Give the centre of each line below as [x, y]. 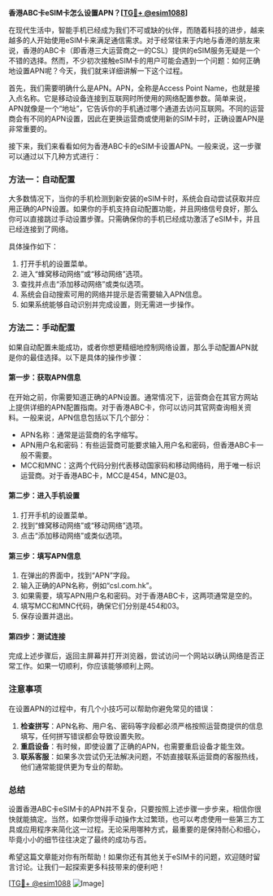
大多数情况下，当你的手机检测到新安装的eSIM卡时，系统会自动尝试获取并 [131, 199]
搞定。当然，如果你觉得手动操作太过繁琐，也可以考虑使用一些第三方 [143, 819]
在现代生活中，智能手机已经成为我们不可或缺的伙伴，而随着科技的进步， [129, 30]
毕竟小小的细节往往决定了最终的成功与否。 [80, 839]
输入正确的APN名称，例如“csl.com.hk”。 [88, 586]
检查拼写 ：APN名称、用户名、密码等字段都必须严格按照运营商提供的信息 [141, 726]
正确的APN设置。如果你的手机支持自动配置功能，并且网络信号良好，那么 [136, 209]
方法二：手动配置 [42, 327]
